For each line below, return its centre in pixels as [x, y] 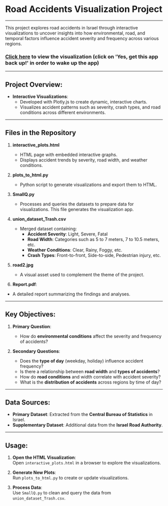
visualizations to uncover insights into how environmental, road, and [75, 33]
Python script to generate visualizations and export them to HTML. [88, 184]
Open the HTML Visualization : [44, 457]
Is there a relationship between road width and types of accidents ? [90, 371]
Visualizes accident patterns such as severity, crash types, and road [90, 107]
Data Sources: [28, 403]
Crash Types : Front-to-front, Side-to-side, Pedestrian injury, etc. [94, 255]
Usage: [17, 445]
